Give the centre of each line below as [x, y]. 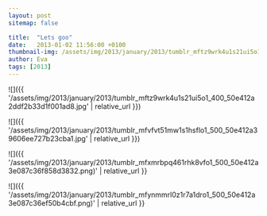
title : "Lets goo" [41, 37]
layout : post [30, 15]
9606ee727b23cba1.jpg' [48, 138]
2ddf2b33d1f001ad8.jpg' [48, 106]
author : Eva [28, 60]
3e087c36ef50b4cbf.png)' [52, 202]
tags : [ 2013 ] [30, 67]
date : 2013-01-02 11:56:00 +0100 [67, 44]
